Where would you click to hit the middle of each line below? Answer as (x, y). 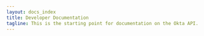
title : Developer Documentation (47, 18)
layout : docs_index (31, 12)
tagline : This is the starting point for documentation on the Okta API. (103, 23)
